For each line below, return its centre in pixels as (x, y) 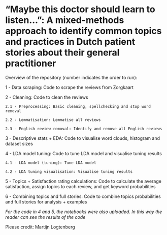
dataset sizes (19, 143)
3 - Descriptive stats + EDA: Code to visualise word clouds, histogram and (82, 138)
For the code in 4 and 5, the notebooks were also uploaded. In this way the (84, 212)
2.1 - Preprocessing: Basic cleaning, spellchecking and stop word (78, 106)
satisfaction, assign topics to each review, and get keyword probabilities (80, 186)
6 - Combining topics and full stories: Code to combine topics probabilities (83, 196)
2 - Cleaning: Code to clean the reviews (47, 97)
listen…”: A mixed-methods (65, 20)
